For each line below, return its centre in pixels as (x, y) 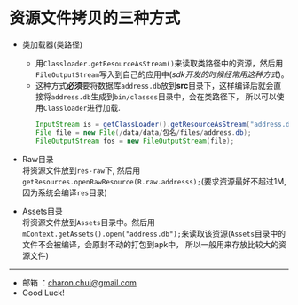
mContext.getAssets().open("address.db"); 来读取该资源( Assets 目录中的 (154, 233)
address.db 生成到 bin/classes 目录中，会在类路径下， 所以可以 (164, 96)
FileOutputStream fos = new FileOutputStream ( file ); (135, 141)
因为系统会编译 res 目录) (65, 192)
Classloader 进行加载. (82, 107)
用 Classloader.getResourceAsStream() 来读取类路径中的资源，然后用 (159, 63)
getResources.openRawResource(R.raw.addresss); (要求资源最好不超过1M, (154, 181)
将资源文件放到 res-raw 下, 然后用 (81, 170)
